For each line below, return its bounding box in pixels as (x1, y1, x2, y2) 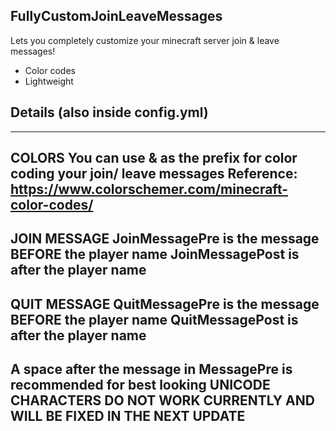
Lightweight (24, 75, 74, 87)
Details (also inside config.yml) (10, 104, 209, 121)
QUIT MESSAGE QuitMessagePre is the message (10, 295, 320, 313)
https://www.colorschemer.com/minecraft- (10, 181, 289, 198)
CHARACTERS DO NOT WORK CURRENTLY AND (10, 392, 315, 409)
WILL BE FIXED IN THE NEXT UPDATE (10, 408, 246, 425)
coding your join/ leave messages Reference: (10, 165, 298, 183)
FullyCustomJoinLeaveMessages (10, 8, 223, 25)
